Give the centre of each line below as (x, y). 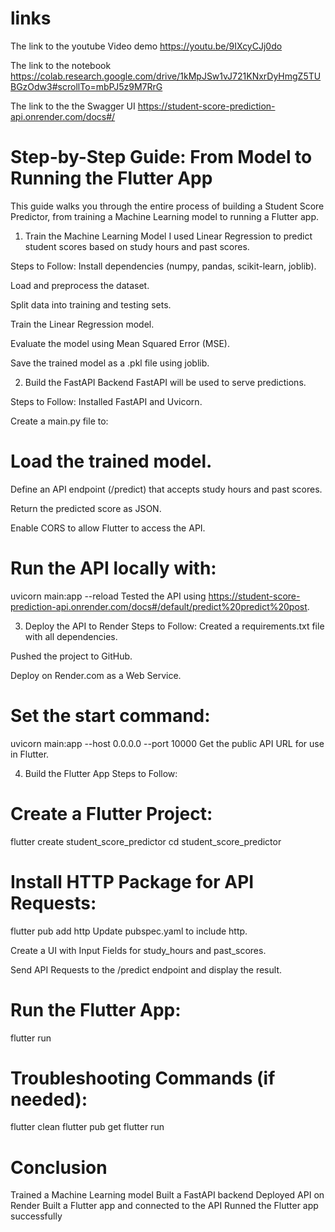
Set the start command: (110, 715)
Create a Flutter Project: (111, 813)
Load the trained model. (111, 461)
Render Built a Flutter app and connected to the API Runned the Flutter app (164, 1206)
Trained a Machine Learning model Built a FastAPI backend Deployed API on (167, 1195)
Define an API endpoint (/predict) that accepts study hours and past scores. (166, 489)
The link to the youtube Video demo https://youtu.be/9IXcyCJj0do (146, 46)
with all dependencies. (71, 636)
